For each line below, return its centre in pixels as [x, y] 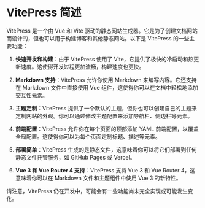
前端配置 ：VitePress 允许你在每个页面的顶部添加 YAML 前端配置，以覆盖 [107, 129]
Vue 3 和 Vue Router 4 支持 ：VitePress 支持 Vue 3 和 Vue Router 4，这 [105, 170]
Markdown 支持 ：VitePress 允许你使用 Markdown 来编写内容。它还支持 [106, 80]
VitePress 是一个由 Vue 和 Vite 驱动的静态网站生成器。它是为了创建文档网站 [102, 31]
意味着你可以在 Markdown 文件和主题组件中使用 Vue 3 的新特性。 [99, 178]
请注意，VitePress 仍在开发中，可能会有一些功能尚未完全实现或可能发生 [97, 191]
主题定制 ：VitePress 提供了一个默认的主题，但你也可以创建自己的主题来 [106, 108]
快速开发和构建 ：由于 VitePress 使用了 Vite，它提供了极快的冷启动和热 [104, 59]
